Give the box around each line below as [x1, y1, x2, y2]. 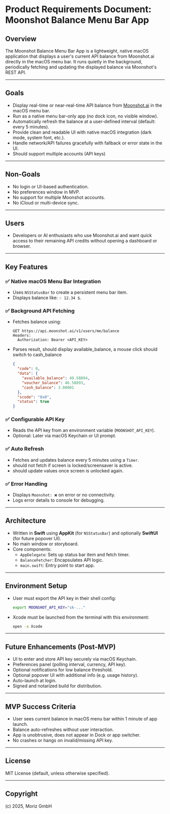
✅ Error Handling [5, 480, 48, 487]
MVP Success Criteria [5, 702, 76, 711]
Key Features [5, 262, 48, 271]
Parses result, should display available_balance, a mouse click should [12, 346, 158, 352]
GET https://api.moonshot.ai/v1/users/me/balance [12, 329, 120, 334]
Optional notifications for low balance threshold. [12, 667, 113, 673]
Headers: [12, 333, 31, 338]
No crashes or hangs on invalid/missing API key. [12, 738, 113, 744]
